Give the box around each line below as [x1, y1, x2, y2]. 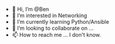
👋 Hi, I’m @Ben [11, 6, 49, 12]
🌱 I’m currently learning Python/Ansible [11, 18, 110, 25]
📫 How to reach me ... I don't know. [11, 32, 101, 38]
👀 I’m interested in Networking [11, 12, 87, 19]
